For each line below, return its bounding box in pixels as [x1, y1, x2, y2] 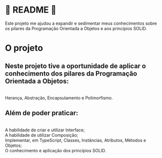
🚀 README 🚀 [5, 4, 57, 16]
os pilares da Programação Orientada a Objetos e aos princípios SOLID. [5, 25, 147, 31]
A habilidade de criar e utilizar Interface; [5, 127, 85, 133]
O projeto [5, 43, 44, 54]
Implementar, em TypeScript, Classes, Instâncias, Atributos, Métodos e [5, 137, 147, 143]
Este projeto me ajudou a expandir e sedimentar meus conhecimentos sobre [5, 20, 157, 26]
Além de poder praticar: [5, 109, 78, 117]
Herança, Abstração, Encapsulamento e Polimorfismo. [5, 95, 113, 101]
